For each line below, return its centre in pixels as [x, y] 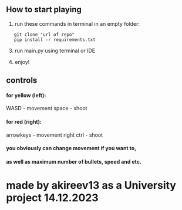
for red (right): [24, 122]
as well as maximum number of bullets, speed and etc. [74, 161]
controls [22, 81]
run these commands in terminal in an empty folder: [77, 23]
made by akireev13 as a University [91, 185]
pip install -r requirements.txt [55, 40]
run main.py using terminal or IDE [55, 50]
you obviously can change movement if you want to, [71, 148]
